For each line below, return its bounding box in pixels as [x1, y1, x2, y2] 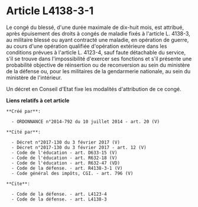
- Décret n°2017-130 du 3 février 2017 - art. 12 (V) [11, 144, 147, 150]
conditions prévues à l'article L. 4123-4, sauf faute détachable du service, [6, 48, 186, 56]
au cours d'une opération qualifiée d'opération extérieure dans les [6, 43, 167, 50]
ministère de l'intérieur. [6, 74, 62, 81]
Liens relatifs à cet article [6, 96, 70, 104]
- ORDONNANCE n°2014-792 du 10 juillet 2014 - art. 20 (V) [11, 118, 160, 125]
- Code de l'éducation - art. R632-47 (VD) [11, 160, 120, 166]
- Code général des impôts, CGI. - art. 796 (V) [11, 170, 134, 176]
